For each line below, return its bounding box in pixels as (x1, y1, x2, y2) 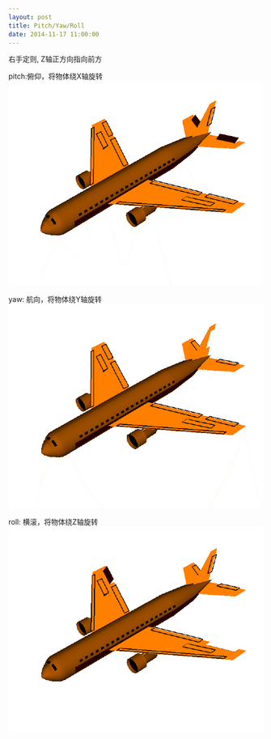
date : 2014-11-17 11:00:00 (8, 30, 100, 38)
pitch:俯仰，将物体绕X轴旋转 (8, 71, 104, 81)
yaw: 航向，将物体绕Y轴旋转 (8, 295, 103, 304)
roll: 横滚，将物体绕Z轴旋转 (8, 517, 99, 527)
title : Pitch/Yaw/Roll (8, 21, 85, 30)
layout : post (8, 13, 53, 21)
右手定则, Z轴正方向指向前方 (8, 54, 103, 64)
